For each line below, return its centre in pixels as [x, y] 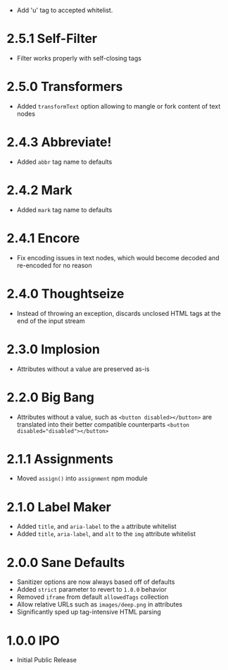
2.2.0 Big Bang [51, 397]
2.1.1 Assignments [60, 459]
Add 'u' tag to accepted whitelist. [65, 10]
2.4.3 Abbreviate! [59, 142]
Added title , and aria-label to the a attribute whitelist [96, 526]
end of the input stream [51, 321]
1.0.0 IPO [33, 640]
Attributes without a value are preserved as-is [83, 369]
